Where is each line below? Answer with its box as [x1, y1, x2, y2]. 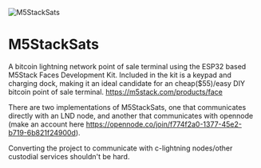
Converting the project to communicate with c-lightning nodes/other [8, 143, 233, 153]
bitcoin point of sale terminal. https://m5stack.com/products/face [8, 87, 223, 96]
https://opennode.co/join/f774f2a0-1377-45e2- [85, 119, 242, 129]
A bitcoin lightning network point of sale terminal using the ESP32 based [8, 61, 247, 71]
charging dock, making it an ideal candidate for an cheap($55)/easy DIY [8, 78, 246, 88]
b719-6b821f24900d [8, 127, 76, 137]
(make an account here [8, 119, 85, 129]
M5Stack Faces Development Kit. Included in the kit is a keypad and [8, 70, 231, 80]
